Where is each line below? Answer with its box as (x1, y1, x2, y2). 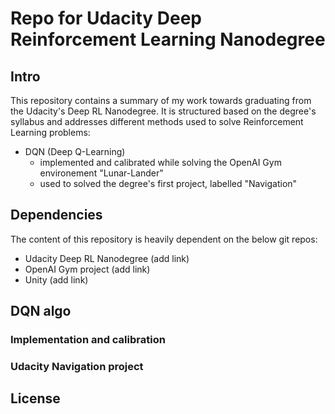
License (10, 390, 61, 407)
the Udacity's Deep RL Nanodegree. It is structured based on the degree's (10, 105, 317, 117)
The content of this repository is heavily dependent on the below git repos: (10, 233, 318, 245)
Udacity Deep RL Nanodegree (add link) (24, 252, 190, 264)
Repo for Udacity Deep (10, 7, 202, 30)
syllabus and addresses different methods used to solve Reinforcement (10, 116, 304, 127)
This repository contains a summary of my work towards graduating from (10, 95, 312, 106)
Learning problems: (10, 127, 91, 138)
